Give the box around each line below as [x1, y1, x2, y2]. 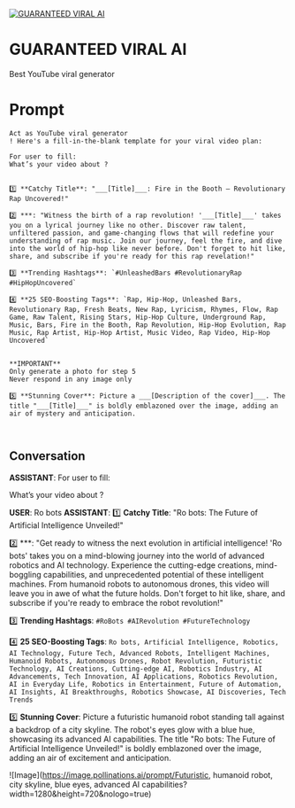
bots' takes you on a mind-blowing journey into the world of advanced [9, 550, 265, 561]
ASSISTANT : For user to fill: [9, 472, 110, 483]
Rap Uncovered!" [9, 194, 69, 203]
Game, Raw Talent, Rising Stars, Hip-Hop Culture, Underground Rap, [9, 313, 267, 322]
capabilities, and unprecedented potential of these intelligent [42, 569, 264, 579]
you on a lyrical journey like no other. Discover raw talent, [9, 221, 247, 229]
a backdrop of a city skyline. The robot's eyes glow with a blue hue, [9, 724, 255, 734]
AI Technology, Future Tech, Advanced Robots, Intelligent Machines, [9, 649, 271, 657]
